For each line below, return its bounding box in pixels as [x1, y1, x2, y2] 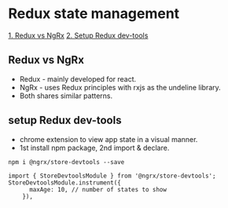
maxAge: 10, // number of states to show [28, 185, 167, 193]
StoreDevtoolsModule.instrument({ [8, 178, 122, 187]
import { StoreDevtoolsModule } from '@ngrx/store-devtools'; [8, 172, 216, 180]
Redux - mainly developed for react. [19, 74, 137, 83]
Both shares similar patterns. [19, 91, 113, 100]
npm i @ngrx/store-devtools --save [8, 158, 125, 166]
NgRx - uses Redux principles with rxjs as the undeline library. [19, 82, 222, 92]
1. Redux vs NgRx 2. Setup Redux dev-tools [8, 31, 149, 40]
